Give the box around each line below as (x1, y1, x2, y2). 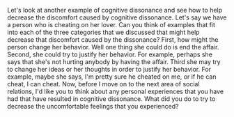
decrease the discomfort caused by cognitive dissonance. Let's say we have (7, 13, 228, 22)
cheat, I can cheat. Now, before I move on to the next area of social (7, 80, 200, 88)
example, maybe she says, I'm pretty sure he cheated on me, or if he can (7, 72, 217, 81)
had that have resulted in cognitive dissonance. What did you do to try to (7, 95, 216, 103)
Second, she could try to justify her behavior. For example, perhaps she (7, 50, 212, 58)
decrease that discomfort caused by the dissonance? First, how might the (7, 36, 219, 44)
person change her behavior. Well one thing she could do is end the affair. (7, 43, 219, 51)
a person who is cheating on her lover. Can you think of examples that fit (7, 21, 216, 29)
